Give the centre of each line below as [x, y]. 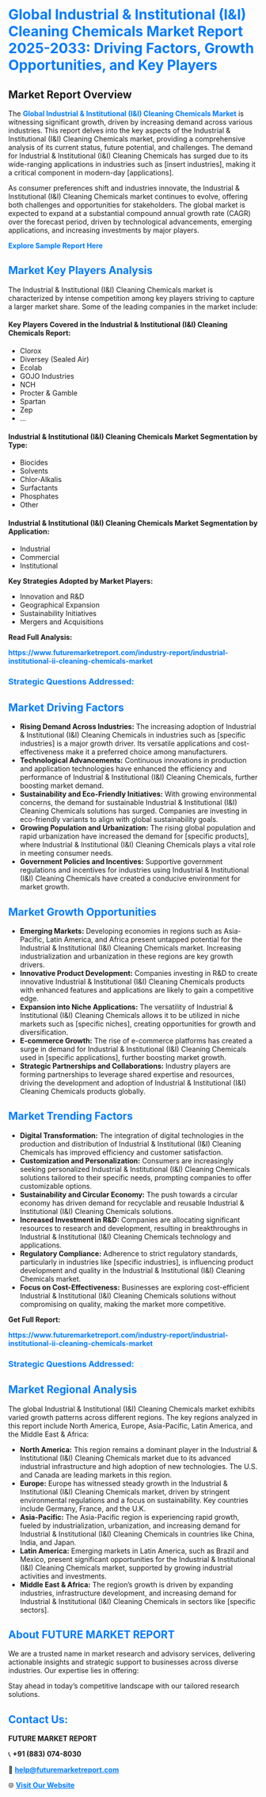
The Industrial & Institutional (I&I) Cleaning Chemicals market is [111, 289]
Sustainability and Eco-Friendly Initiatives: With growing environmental [138, 794]
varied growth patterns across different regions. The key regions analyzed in [133, 1417]
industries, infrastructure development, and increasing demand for [128, 1593]
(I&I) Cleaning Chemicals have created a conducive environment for [130, 878]
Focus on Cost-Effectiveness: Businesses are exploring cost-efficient [134, 1287]
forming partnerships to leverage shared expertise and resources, [127, 1074]
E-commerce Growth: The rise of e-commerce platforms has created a [136, 1040]
